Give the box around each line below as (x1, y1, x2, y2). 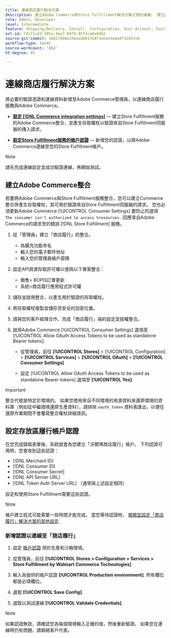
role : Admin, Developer (5, 17, 56, 22)
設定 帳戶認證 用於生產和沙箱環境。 (12, 545, 87, 551)
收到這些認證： (27, 448, 59, 454)
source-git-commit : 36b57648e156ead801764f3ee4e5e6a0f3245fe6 (5, 36, 140, 41)
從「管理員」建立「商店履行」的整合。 (12, 232, 93, 238)
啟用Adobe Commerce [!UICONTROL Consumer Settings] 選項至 (12, 327, 149, 333)
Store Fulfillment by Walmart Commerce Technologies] (12, 561, 131, 567)
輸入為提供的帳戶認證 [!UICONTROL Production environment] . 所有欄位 (12, 572, 164, 578)
